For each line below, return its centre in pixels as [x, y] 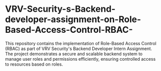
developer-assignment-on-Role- [73, 19]
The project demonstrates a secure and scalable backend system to [74, 54]
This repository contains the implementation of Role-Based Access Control [81, 43]
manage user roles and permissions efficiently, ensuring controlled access [80, 59]
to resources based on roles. [34, 64]
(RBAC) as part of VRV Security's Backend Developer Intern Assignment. [79, 48]
